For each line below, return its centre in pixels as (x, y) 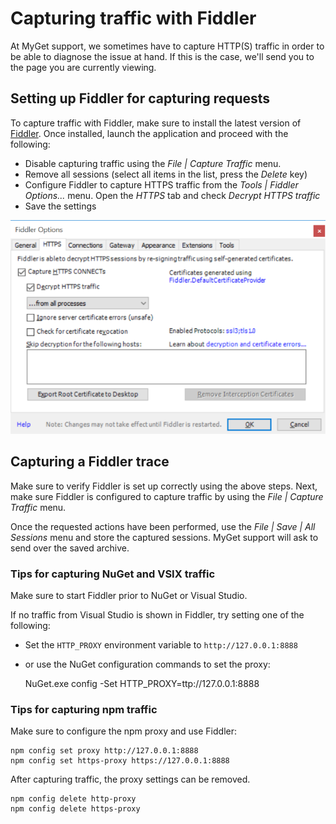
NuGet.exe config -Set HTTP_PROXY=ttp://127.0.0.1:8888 (142, 683)
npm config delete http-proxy (73, 799)
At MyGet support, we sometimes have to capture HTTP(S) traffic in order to (167, 46)
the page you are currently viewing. (83, 67)
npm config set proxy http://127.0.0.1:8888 (104, 751)
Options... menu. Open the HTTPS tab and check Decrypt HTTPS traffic (172, 195)
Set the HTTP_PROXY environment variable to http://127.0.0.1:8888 (161, 644)
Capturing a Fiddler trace (90, 462)
